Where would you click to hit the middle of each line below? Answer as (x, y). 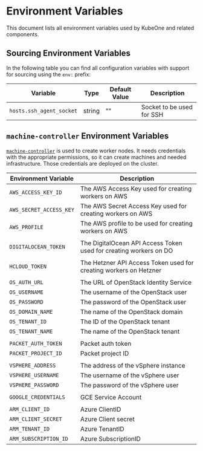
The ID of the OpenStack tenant (125, 322)
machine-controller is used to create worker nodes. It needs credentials (96, 151)
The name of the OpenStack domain (131, 311)
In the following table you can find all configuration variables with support (98, 68)
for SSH (152, 114)
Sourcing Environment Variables (69, 54)
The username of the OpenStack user (134, 292)
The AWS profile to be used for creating (137, 223)
